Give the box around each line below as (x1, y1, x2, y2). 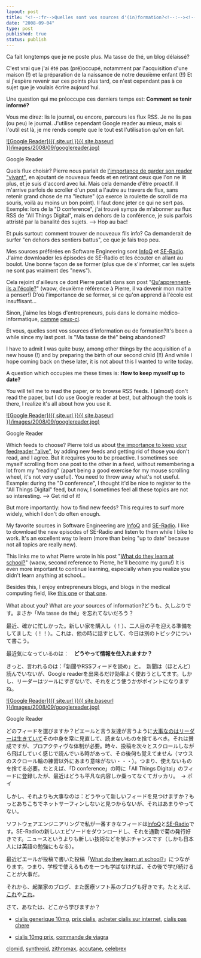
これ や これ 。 (6, 891, 38, 897)
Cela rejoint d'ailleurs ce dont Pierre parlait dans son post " (6, 279, 152, 285)
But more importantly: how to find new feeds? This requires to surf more (6, 504, 184, 511)
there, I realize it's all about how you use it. (6, 400, 112, 407)
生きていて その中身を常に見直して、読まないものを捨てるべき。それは (16, 735, 189, 742)
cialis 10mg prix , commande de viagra (14, 933, 109, 941)
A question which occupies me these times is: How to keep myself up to (6, 370, 185, 376)
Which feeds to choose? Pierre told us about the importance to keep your (6, 442, 187, 448)
